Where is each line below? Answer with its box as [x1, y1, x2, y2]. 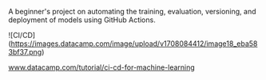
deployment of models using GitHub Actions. [8, 15, 156, 25]
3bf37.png [8, 48, 42, 56]
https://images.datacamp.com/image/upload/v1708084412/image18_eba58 [10, 39, 258, 48]
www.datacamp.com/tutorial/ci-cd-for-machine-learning [8, 63, 196, 72]
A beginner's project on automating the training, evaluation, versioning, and [8, 7, 256, 16]
